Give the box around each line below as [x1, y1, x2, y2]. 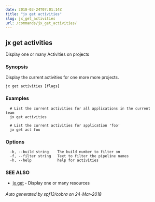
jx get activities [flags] [5, 84, 60, 89]
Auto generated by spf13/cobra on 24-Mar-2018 [5, 191, 102, 197]
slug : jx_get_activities [5, 16, 56, 21]
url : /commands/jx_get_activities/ [5, 20, 77, 26]
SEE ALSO [5, 169, 30, 176]
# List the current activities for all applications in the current [10, 106, 151, 111]
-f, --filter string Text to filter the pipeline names [10, 154, 129, 158]
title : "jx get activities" [5, 12, 62, 16]
